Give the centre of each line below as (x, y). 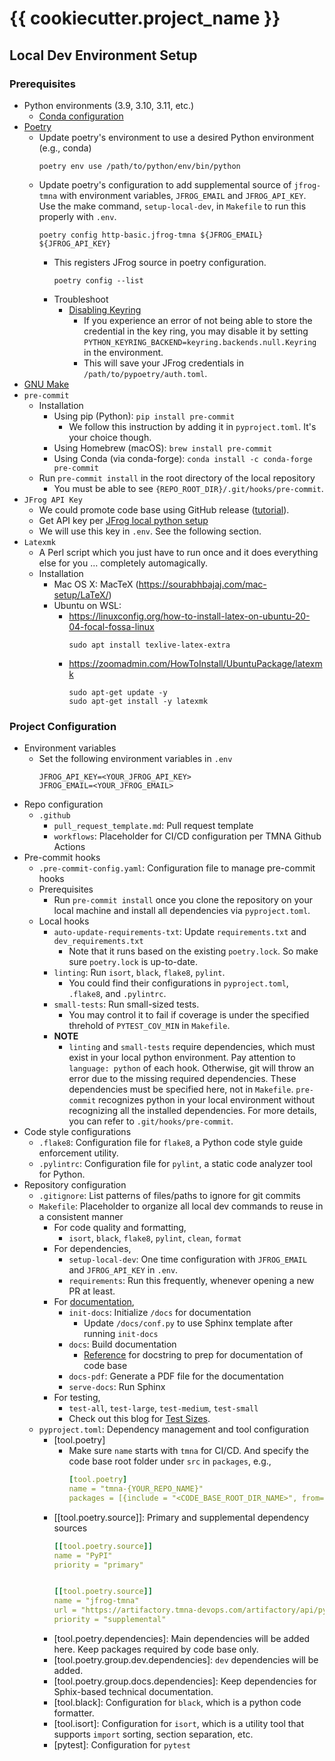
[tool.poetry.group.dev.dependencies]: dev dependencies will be (186, 1659)
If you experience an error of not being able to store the (198, 320)
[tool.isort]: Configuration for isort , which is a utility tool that (179, 1723)
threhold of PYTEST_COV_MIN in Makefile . (149, 1026)
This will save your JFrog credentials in (164, 363)
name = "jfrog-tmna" (96, 1601)
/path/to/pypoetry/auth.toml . (145, 373)
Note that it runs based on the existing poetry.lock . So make (193, 951)
